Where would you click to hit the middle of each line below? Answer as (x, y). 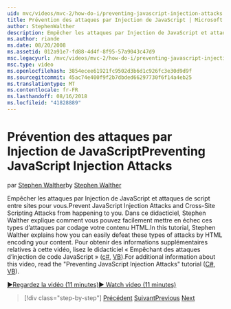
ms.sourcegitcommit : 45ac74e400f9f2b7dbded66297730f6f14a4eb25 (100, 77)
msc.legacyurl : (29, 58)
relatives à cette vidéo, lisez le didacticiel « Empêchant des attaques (104, 249)
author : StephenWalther (41, 26)
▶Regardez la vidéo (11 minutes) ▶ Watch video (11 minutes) (92, 284)
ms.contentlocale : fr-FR (43, 90)
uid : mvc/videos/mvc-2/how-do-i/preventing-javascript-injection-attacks (115, 13)
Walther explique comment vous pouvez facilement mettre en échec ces (110, 220)
